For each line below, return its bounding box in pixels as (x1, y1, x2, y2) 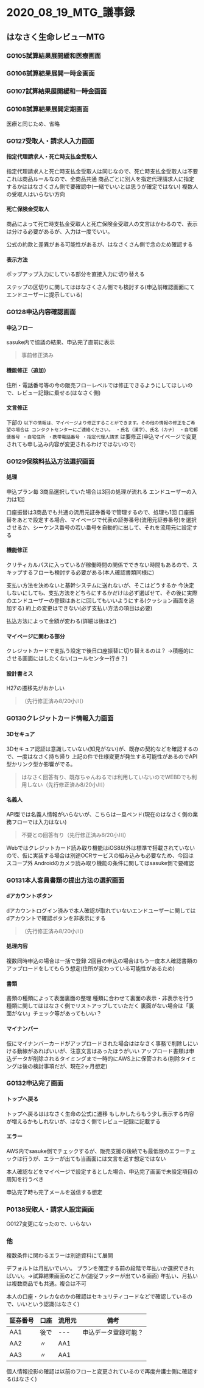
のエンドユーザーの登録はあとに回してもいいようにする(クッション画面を (6, 597, 189, 605)
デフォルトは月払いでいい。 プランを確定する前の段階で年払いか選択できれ (6, 1264, 195, 1272)
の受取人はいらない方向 (6, 190, 65, 198)
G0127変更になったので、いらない (6, 1220, 91, 1227)
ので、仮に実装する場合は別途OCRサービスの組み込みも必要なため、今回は (6, 852, 194, 859)
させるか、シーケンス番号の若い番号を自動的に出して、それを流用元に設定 (6, 524, 192, 531)
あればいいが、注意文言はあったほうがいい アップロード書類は (32, 1047, 189, 1054)
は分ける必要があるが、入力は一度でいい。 (6, 228, 113, 235)
